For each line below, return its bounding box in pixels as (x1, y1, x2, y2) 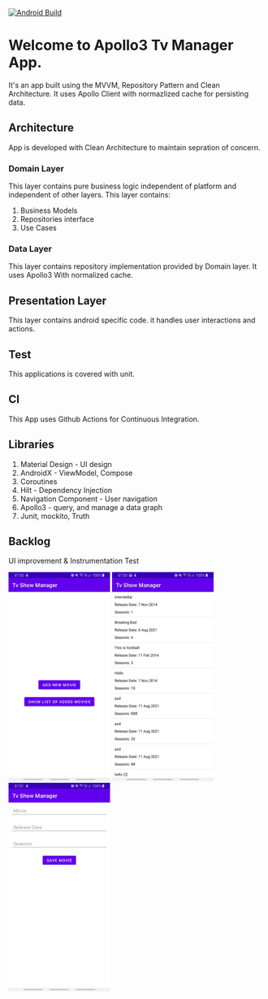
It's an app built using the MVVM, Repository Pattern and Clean (8, 80, 221, 89)
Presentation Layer (8, 293, 107, 308)
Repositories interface (19, 214, 95, 224)
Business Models (19, 205, 78, 215)
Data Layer (8, 243, 53, 254)
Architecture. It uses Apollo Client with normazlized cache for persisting (8, 89, 249, 98)
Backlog (8, 534, 51, 548)
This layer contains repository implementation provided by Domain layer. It (8, 262, 257, 271)
